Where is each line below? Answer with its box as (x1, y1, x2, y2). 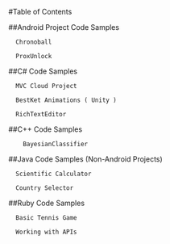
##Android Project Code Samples (8, 23, 119, 32)
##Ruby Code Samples (8, 198, 85, 208)
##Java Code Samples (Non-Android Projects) (8, 154, 163, 164)
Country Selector (15, 184, 74, 192)
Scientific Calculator (15, 170, 92, 178)
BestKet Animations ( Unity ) (15, 96, 117, 104)
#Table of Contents (8, 7, 73, 16)
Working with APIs (15, 228, 78, 236)
